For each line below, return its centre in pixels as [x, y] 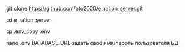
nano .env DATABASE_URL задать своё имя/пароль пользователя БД [92, 43]
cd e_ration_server [29, 20]
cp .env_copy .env [28, 31]
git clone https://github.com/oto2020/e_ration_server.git [74, 9]
